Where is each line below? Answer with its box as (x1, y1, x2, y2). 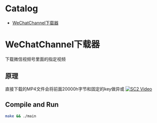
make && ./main (5, 114, 37, 119)
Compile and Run (5, 100, 59, 109)
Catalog (5, 3, 39, 14)
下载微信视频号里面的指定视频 (5, 56, 66, 62)
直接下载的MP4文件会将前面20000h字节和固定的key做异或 (5, 86, 124, 92)
